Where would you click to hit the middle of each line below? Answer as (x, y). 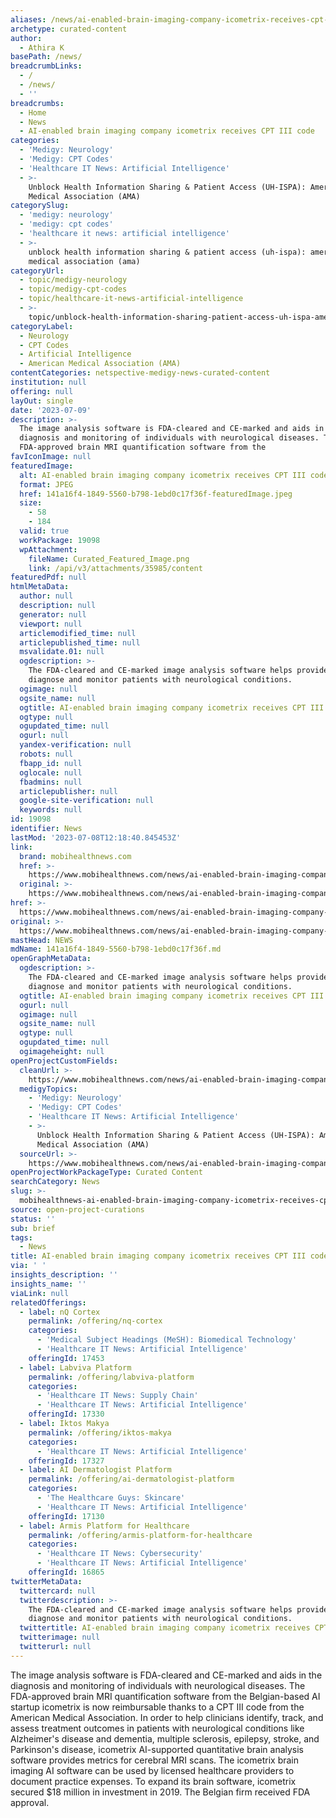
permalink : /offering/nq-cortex (95, 1321)
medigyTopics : (48, 1089)
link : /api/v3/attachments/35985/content (115, 568)
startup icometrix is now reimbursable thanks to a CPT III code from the (157, 1707)
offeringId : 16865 (66, 1572)
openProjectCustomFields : (64, 1061)
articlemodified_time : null (78, 633)
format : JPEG (46, 484)
